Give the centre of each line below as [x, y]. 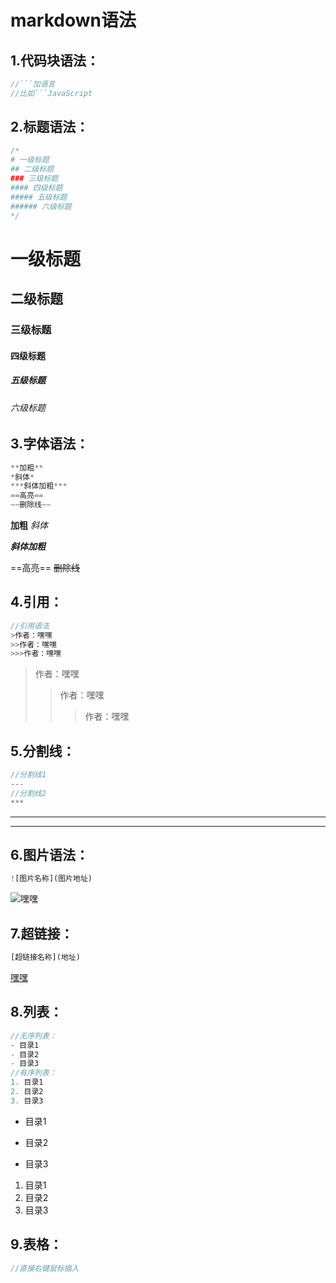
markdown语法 [73, 20]
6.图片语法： [50, 855]
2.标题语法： [50, 127]
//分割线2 [28, 793]
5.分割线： [43, 751]
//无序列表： [33, 1036]
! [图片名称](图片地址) [51, 879]
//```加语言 [33, 84]
